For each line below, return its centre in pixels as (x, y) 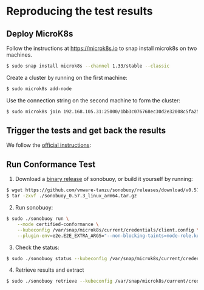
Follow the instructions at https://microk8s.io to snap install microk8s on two (102, 48)
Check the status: (37, 247)
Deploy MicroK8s (40, 34)
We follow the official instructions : (49, 145)
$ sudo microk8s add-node (39, 89)
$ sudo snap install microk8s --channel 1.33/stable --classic (88, 66)
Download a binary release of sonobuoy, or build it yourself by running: (104, 179)
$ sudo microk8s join (34, 111)
